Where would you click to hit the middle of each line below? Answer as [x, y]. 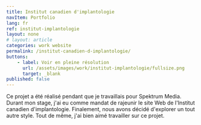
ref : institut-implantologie [43, 29]
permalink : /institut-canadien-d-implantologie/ [69, 51]
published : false [28, 79]
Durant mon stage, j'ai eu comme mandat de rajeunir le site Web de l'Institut [101, 103]
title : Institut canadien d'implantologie [60, 12]
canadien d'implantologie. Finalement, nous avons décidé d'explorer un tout [101, 109]
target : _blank [41, 74]
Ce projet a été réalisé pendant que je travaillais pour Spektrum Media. [94, 97]
